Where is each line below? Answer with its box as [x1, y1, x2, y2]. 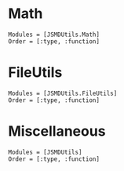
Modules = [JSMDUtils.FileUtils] [8, 89, 118, 97]
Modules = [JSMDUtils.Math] [8, 31, 100, 38]
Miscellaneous [8, 122, 106, 140]
